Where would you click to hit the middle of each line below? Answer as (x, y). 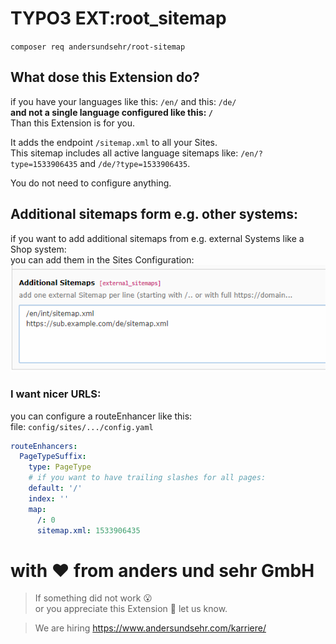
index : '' (49, 498)
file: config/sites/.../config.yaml (82, 426)
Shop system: (38, 249)
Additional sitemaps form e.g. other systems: (154, 214)
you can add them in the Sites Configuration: (102, 259)
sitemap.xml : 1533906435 (88, 530)
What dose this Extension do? (105, 77)
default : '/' (55, 488)
